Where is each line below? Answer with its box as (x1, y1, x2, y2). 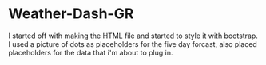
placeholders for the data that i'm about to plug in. (8, 48, 173, 57)
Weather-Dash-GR (8, 5, 134, 23)
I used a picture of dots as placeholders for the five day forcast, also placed (8, 39, 257, 48)
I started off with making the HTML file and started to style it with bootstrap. (8, 31, 258, 40)
